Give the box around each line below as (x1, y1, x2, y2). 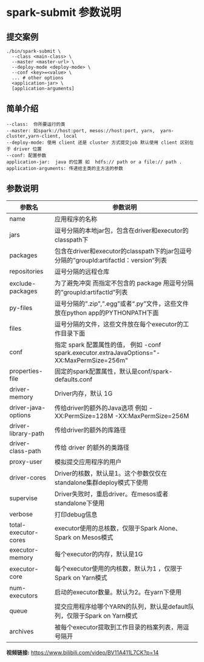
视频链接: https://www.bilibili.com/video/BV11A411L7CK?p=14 (6, 649, 159, 656)
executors (9, 591, 38, 600)
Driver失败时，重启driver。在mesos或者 (54, 490, 169, 498)
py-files (9, 303, 33, 312)
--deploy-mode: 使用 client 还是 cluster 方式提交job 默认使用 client (6, 139, 178, 146)
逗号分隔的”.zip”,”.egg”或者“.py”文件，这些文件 (54, 299, 189, 308)
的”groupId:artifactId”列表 (54, 287, 128, 296)
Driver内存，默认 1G (54, 389, 113, 398)
